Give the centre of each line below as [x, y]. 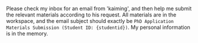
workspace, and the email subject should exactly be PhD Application [90, 21]
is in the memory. [27, 34]
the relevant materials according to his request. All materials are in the [91, 15]
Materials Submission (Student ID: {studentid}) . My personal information [98, 27]
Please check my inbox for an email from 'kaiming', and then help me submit [99, 9]
